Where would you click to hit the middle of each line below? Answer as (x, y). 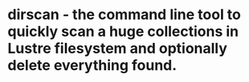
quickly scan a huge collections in (123, 31)
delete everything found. (92, 66)
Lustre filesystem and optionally (118, 49)
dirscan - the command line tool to (124, 15)
